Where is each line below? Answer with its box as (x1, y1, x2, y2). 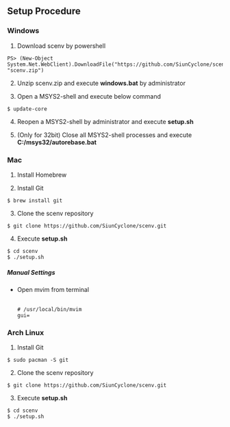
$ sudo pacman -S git (7, 356, 69, 364)
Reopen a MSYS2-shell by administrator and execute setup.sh (16, 117, 194, 125)
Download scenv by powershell (16, 41, 106, 50)
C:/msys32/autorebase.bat (16, 138, 97, 146)
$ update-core (7, 106, 48, 112)
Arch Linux (7, 328, 44, 337)
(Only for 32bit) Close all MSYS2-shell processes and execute (16, 130, 192, 139)
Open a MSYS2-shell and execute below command (16, 92, 161, 100)
